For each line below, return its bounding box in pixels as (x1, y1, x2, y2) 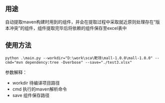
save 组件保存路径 (12, 92, 50, 98)
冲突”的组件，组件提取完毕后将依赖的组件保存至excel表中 (9, 25, 127, 31)
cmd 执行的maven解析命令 (12, 86, 67, 92)
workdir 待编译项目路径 (12, 80, 60, 86)
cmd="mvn (5, 60, 23, 65)
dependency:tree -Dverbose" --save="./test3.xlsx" (25, 60, 133, 65)
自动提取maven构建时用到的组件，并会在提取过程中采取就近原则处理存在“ (5, 19, 156, 25)
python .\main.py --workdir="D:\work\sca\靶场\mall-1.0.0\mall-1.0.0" (5, 55, 153, 61)
